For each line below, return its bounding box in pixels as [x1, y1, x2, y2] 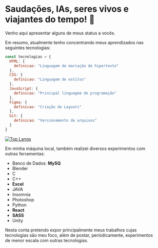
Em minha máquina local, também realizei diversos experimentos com [5, 146, 145, 151]
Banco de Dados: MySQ [12, 160, 61, 166]
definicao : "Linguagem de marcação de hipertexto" [14, 63, 119, 68]
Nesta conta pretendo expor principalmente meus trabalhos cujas [5, 227, 137, 233]
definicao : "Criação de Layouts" [14, 104, 82, 109]
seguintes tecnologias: [5, 45, 51, 50]
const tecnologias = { [5, 54, 51, 59]
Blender [12, 165, 28, 171]
